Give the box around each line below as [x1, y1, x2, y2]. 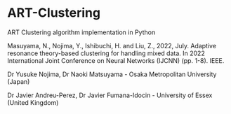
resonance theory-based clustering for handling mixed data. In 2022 [7, 49, 205, 57]
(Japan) [7, 77, 30, 85]
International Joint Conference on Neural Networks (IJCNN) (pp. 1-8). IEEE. [7, 56, 225, 64]
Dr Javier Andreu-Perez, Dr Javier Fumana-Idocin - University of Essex [7, 91, 213, 99]
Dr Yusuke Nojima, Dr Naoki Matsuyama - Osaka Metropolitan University [7, 70, 217, 78]
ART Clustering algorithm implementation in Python [7, 28, 156, 36]
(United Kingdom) [7, 98, 59, 106]
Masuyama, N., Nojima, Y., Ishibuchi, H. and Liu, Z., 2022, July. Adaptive [7, 41, 216, 50]
